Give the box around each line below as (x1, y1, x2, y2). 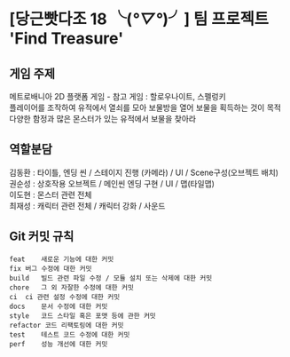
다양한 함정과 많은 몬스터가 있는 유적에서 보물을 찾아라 (9, 114, 197, 123)
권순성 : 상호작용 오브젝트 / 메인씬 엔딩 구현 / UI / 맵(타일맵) (9, 178, 216, 188)
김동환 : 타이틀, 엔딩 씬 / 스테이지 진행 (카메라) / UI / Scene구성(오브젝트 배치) (9, 167, 279, 178)
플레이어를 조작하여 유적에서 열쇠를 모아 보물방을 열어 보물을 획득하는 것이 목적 (9, 102, 282, 113)
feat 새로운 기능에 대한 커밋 (9, 255, 114, 264)
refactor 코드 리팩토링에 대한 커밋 (9, 321, 124, 329)
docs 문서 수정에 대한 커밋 (9, 302, 108, 311)
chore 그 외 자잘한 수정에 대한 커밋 (9, 282, 135, 292)
